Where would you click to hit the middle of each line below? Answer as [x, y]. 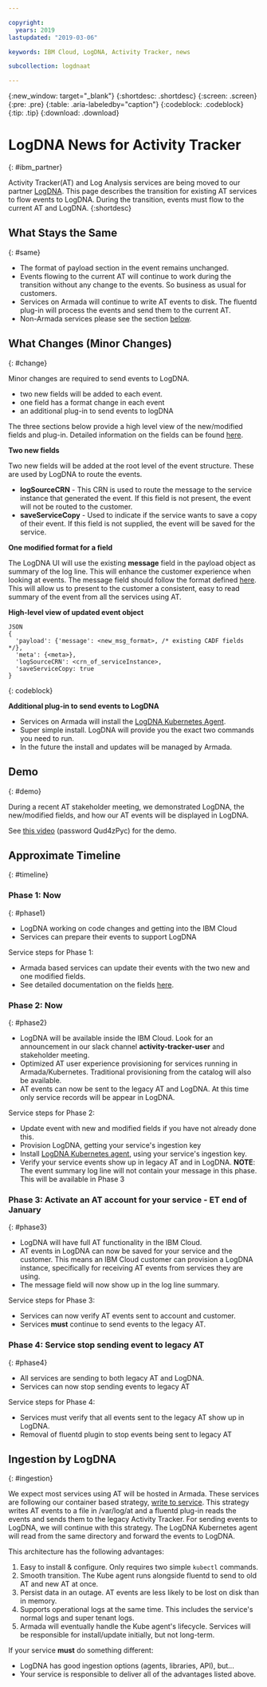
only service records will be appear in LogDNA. [97, 1097]
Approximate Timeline [65, 855]
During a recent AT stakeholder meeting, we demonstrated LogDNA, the [126, 806]
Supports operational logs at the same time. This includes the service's [136, 1610]
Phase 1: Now [35, 896]
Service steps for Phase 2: [52, 1113]
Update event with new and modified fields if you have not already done [138, 1128]
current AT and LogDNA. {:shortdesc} [70, 208]
